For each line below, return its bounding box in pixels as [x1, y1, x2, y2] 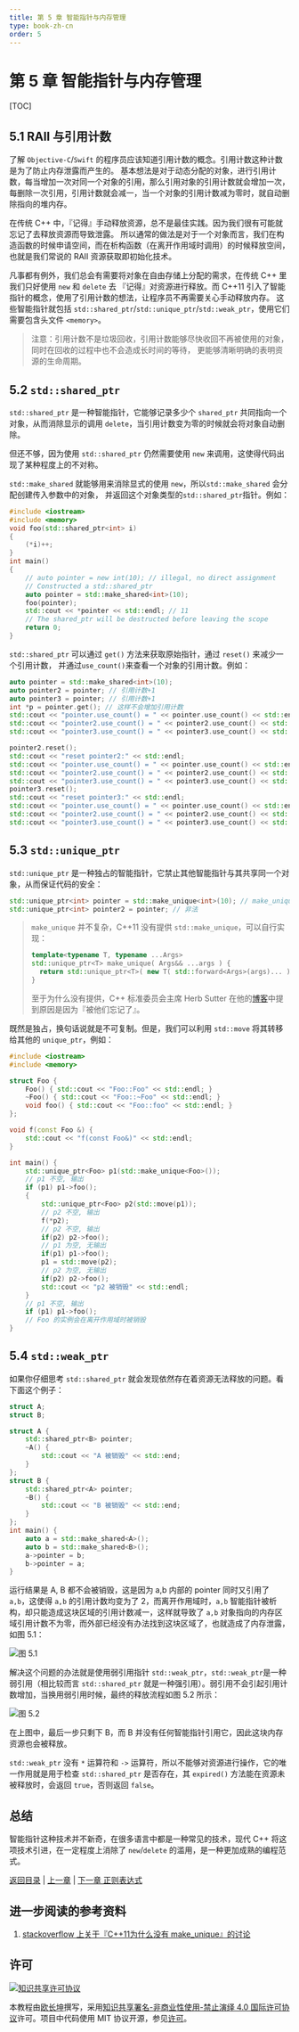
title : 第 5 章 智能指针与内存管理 [9, 12, 126, 22]
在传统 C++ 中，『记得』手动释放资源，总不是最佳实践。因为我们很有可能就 [9, 217, 283, 228]
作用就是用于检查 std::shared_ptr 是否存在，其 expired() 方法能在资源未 [16, 1768, 286, 1779]
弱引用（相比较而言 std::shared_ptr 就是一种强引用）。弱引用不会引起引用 [9, 1678, 280, 1689]
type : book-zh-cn [9, 21, 74, 30]
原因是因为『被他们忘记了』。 [38, 1004, 145, 1014]
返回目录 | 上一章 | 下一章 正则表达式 [9, 1875, 142, 1886]
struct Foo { [9, 1076, 58, 1086]
